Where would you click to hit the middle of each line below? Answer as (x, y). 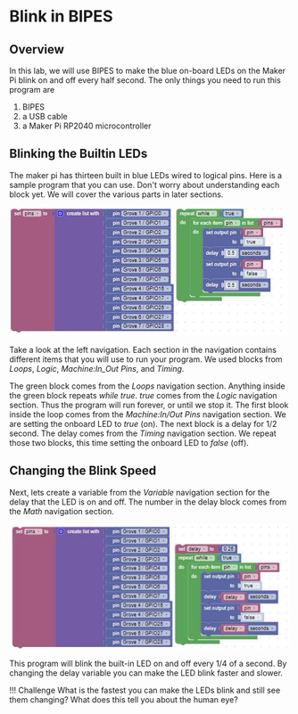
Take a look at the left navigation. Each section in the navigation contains (143, 349)
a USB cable (45, 116)
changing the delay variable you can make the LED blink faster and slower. (146, 673)
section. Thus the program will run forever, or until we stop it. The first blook (149, 405)
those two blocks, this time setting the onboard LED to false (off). (129, 442)
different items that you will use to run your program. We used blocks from (146, 359)
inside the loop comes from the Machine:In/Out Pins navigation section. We (148, 414)
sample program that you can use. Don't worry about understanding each (145, 185)
